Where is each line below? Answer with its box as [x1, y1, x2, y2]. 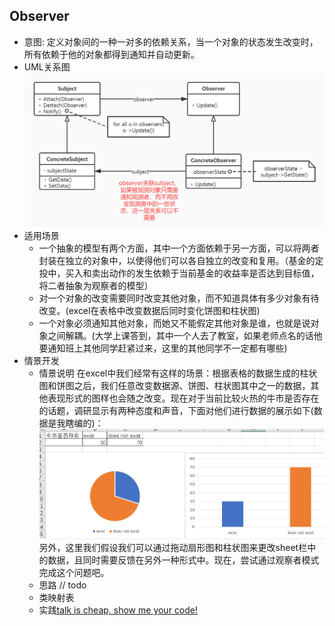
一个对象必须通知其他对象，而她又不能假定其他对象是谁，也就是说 [38, 317, 311, 329]
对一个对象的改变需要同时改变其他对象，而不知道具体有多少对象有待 [38, 292, 320, 304]
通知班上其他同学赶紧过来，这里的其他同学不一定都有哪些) [47, 342, 288, 354]
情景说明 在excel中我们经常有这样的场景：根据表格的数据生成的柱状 [38, 367, 318, 379]
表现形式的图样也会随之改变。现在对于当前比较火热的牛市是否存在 [47, 392, 320, 404]
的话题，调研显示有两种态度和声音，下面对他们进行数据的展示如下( [38, 404, 314, 416]
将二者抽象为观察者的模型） [38, 279, 154, 291]
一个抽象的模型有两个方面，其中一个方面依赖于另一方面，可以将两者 [38, 242, 320, 254]
